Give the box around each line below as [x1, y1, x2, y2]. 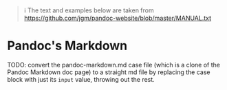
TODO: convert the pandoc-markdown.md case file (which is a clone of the [7, 60, 220, 69]
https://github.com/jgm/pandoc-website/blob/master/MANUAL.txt [23, 14, 212, 22]
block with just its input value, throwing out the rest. [7, 75, 155, 83]
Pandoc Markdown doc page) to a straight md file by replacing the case [7, 68, 210, 76]
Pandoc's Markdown [7, 38, 128, 54]
